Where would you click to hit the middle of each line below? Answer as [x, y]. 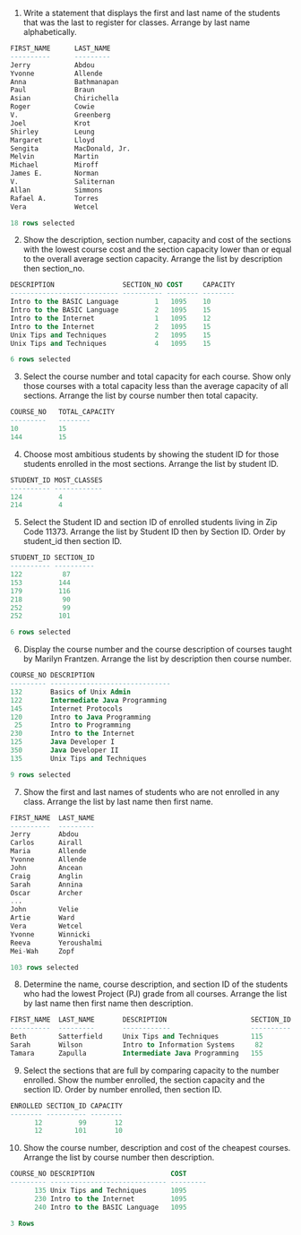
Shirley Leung [52, 132]
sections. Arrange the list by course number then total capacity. [141, 396]
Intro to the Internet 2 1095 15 [111, 326]
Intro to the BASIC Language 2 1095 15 [111, 310]
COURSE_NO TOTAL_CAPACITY [63, 412]
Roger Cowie [52, 107]
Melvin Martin [55, 157]
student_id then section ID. [73, 541]
